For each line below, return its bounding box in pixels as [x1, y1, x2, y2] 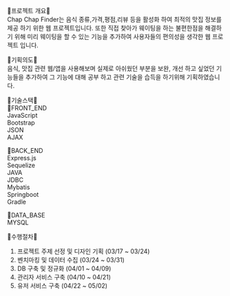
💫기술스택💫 [7, 96, 38, 104]
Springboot [7, 191, 39, 198]
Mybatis [7, 183, 30, 191]
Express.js [7, 154, 36, 162]
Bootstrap [7, 118, 36, 127]
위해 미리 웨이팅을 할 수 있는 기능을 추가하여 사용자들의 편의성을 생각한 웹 [14, 32, 211, 41]
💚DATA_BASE [7, 211, 45, 219]
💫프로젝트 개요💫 [7, 7, 50, 14]
